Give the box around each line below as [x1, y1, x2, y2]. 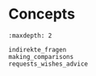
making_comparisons [8, 53, 74, 61]
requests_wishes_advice [8, 60, 89, 68]
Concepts [8, 5, 75, 23]
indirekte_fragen [8, 45, 67, 53]
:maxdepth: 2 [8, 32, 52, 40]
